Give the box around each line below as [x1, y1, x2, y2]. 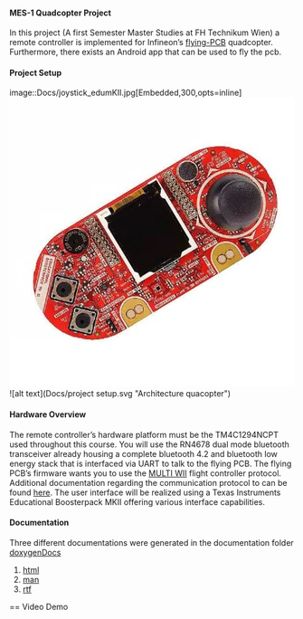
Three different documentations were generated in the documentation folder [9, 537, 294, 548]
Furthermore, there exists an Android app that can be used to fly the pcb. [9, 46, 282, 58]
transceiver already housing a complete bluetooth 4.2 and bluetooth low [9, 448, 279, 459]
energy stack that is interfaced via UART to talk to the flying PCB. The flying [9, 458, 292, 469]
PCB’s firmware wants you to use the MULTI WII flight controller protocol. [9, 467, 282, 479]
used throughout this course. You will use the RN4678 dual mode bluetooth [9, 439, 289, 450]
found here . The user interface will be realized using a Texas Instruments [9, 487, 281, 498]
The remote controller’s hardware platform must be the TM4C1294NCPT [9, 429, 279, 440]
